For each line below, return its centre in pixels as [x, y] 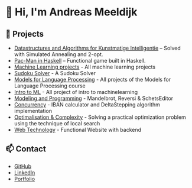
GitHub [23, 166]
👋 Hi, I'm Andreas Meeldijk [71, 12]
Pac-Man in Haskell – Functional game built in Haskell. [80, 61]
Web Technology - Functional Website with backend [78, 130]
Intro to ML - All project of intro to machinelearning [76, 92]
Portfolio [25, 179]
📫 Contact [26, 149]
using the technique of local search [57, 123]
